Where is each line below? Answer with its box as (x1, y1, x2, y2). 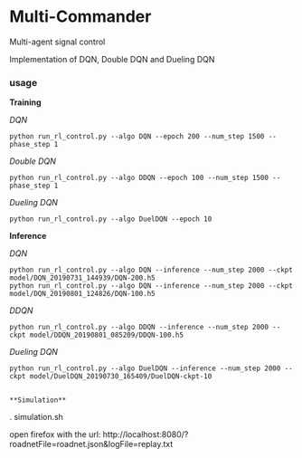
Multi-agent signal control (9, 36, 106, 47)
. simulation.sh (9, 412, 63, 423)
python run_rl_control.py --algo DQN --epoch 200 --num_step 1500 (9, 132, 265, 141)
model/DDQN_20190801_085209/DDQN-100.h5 (29, 330, 184, 340)
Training (9, 97, 42, 108)
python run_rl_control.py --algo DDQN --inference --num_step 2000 (9, 323, 269, 332)
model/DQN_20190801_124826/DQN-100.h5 (9, 290, 156, 299)
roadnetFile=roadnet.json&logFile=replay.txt (9, 439, 174, 450)
